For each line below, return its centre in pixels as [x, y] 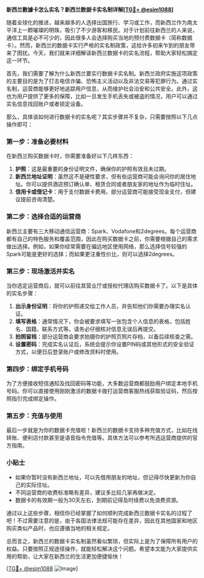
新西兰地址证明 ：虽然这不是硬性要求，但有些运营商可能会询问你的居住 [103, 176]
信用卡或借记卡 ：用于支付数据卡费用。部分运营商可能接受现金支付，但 [103, 192]
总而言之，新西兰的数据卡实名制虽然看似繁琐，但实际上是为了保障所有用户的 [102, 541]
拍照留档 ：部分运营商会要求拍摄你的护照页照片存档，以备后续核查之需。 [105, 336]
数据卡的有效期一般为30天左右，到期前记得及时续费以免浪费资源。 [98, 500]
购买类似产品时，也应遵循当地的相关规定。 [59, 528]
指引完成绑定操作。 [35, 399]
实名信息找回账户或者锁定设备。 [46, 104]
